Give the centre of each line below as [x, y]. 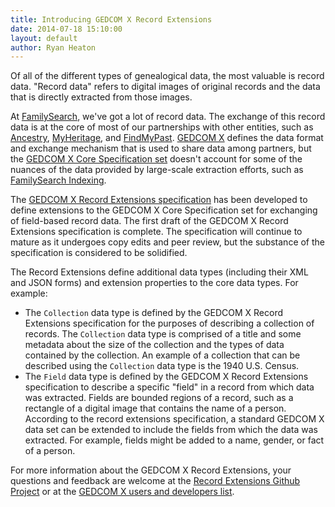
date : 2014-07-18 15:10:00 [66, 29]
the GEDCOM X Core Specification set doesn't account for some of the [156, 159]
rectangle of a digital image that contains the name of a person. [155, 408]
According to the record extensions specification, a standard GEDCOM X [174, 419]
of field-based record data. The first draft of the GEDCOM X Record [149, 221]
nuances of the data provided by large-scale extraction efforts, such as [157, 170]
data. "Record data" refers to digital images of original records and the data [165, 87]
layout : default [44, 38]
